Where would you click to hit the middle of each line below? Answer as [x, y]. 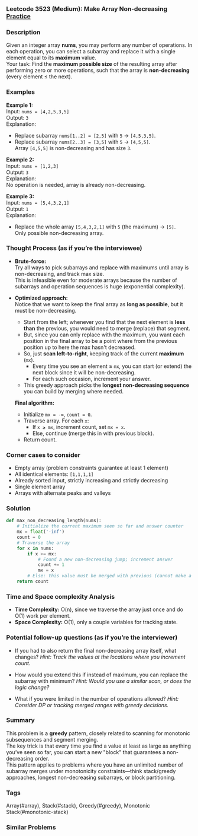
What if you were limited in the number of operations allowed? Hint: [97, 698]
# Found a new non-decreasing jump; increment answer [105, 560]
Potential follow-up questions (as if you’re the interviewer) [92, 638]
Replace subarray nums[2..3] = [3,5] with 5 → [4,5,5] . [82, 142]
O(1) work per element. [43, 616]
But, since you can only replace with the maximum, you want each [104, 335]
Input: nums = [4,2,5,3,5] [38, 111]
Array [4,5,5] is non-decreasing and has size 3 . [73, 148]
